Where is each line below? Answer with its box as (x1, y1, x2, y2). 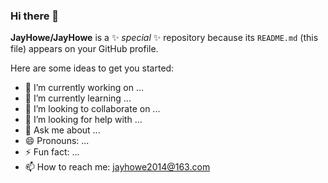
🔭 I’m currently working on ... (24, 82, 144, 94)
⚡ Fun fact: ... (24, 146, 80, 158)
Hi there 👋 (10, 9, 60, 23)
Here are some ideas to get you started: (10, 62, 175, 74)
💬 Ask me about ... (24, 124, 101, 136)
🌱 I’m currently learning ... (24, 92, 132, 104)
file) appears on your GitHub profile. (10, 43, 159, 55)
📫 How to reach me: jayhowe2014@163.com (24, 161, 211, 173)
